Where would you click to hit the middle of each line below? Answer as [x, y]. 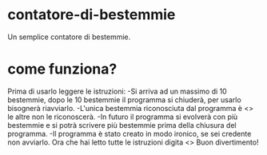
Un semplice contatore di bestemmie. [69, 37]
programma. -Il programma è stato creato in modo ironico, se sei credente [130, 133]
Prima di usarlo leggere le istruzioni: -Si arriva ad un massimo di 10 [117, 91]
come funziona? [62, 69]
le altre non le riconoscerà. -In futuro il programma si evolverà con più [123, 117]
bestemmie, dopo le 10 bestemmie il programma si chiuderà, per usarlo [124, 99]
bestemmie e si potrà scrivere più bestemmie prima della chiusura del [122, 125]
